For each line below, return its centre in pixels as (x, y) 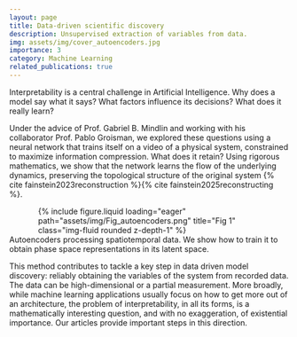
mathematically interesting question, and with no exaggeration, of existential (148, 313)
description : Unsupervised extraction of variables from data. (129, 34)
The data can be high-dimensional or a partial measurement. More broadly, (146, 285)
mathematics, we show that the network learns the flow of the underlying (143, 166)
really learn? (32, 111)
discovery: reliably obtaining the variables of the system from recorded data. (149, 275)
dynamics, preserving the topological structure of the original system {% (142, 175)
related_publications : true (61, 67)
